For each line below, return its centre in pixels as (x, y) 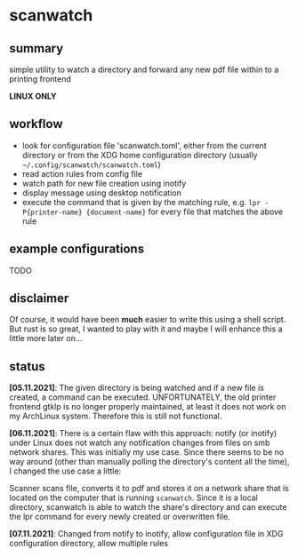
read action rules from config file (82, 173)
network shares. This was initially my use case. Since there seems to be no (147, 452)
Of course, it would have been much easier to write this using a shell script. (148, 320)
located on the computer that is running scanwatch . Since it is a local (133, 497)
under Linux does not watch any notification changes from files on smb (140, 443)
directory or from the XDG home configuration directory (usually (140, 155)
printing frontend (40, 79)
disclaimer (39, 298)
